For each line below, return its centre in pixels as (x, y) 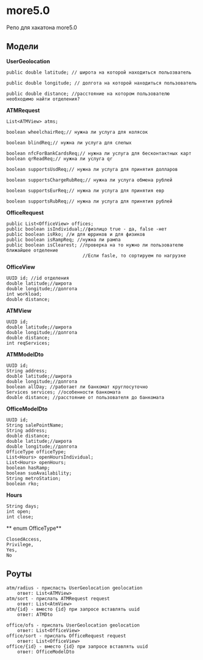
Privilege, (20, 544)
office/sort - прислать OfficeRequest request (66, 636)
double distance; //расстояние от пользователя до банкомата (85, 397)
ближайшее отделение (33, 250)
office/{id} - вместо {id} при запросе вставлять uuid (77, 646)
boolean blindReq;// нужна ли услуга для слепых (69, 143)
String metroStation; (34, 478)
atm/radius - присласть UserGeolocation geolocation (74, 588)
